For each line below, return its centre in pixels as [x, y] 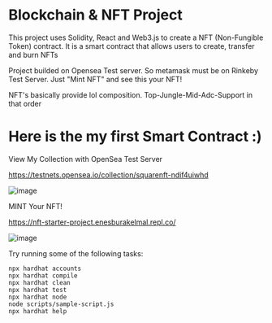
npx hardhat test [38, 290]
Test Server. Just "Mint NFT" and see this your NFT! [95, 79]
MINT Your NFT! [36, 206]
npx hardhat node [38, 297]
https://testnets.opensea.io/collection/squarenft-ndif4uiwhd [108, 175]
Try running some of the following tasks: [76, 253]
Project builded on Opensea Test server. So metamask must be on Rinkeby [133, 70]
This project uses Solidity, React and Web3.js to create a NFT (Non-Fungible [136, 37]
